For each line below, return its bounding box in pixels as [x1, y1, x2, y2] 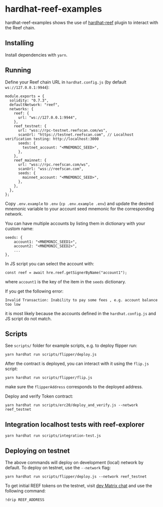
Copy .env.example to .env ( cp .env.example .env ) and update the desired [5, 200, 154, 206]
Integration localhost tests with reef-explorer [5, 420, 145, 428]
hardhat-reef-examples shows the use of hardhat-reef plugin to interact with [5, 20, 159, 25]
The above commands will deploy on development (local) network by [5, 460, 144, 465]
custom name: [5, 226, 34, 232]
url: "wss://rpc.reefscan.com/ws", [18, 162, 91, 167]
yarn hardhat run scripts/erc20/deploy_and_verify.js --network [5, 403, 138, 408]
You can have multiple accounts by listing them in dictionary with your [5, 220, 145, 226]
